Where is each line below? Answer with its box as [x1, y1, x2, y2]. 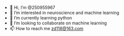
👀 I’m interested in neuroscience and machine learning [9, 10, 120, 16]
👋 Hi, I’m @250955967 [9, 5, 55, 10]
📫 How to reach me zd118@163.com [9, 26, 84, 31]
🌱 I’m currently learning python [9, 15, 72, 20]
